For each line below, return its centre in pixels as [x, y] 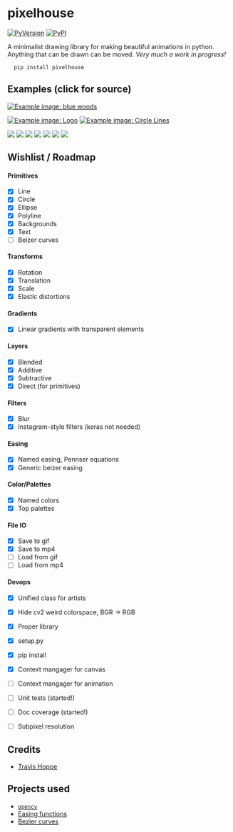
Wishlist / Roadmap [52, 157]
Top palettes [36, 508]
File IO [17, 525]
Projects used [38, 789]
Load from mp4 [41, 565]
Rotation [30, 272]
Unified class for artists [52, 598]
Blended [30, 362]
